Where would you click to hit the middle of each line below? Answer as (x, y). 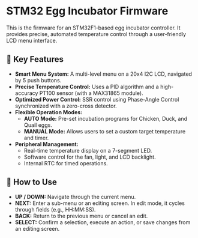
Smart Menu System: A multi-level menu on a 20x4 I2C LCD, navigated (103, 74)
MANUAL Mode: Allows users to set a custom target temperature (105, 131)
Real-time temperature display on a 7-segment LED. (88, 150)
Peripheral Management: (47, 144)
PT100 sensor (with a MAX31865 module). (91, 93)
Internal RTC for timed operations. (66, 163)
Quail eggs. (38, 125)
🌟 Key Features (35, 59)
